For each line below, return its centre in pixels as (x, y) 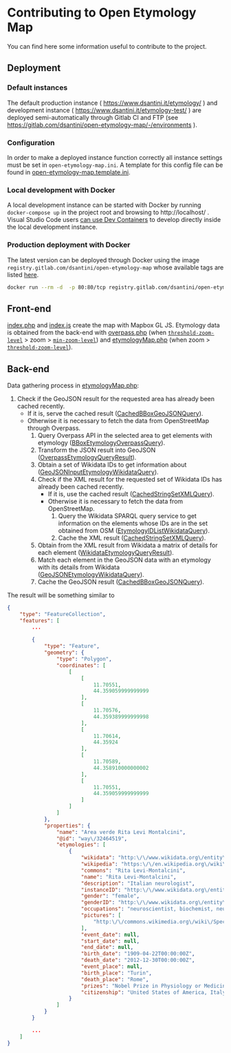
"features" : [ (40, 621)
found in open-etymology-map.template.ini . (69, 172)
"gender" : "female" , (110, 896)
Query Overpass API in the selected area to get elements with (125, 436)
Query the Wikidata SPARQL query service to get (128, 516)
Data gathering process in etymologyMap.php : (73, 386)
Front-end (29, 308)
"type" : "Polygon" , (84, 660)
